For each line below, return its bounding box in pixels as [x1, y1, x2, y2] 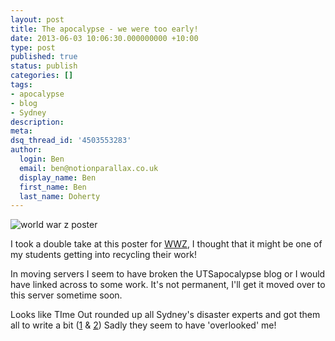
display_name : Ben [19, 172, 97, 183]
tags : [10, 80, 33, 90]
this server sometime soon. [10, 289, 123, 301]
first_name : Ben [19, 182, 87, 192]
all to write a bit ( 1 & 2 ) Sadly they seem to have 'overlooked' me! [10, 319, 277, 331]
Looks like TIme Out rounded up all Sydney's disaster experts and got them [10, 309, 321, 321]
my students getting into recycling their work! [10, 249, 197, 261]
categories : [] [10, 71, 74, 81]
